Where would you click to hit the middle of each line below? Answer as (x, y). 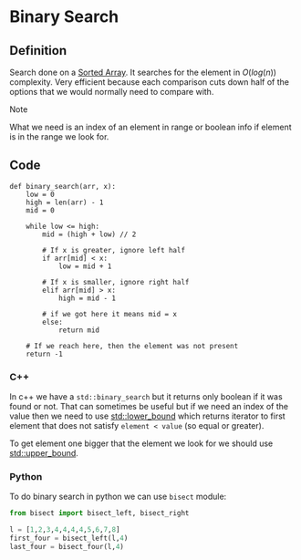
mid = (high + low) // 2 (89, 234)
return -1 (45, 354)
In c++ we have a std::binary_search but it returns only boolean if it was (146, 397)
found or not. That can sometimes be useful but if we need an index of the (149, 407)
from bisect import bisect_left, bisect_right (99, 513)
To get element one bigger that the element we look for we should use (141, 443)
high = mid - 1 (87, 298)
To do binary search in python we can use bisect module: (118, 497)
